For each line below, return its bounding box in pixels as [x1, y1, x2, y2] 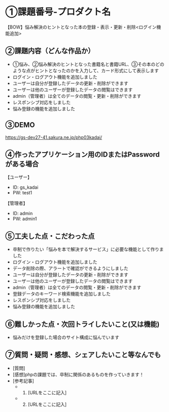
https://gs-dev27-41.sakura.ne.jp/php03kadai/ [5, 134, 103, 140]
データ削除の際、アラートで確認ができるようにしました [12, 266, 128, 272]
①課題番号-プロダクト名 [5, 6, 111, 18]
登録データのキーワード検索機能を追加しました [12, 291, 111, 297]
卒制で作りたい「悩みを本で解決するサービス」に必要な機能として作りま [12, 246, 164, 252]
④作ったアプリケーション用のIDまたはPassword [5, 150, 160, 159]
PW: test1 [12, 190, 32, 196]
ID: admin [12, 211, 33, 217]
